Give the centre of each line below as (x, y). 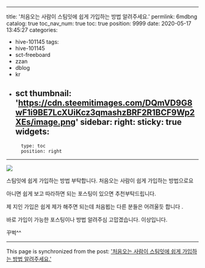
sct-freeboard (33, 55)
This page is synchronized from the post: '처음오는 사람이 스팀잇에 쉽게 (94, 251)
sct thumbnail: (43, 93)
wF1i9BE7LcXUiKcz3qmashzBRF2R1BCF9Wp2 (105, 113)
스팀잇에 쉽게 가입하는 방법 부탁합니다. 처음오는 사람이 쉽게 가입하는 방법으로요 (100, 181)
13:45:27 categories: (32, 30)
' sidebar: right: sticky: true (128, 122)
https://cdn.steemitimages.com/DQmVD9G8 (105, 103)
